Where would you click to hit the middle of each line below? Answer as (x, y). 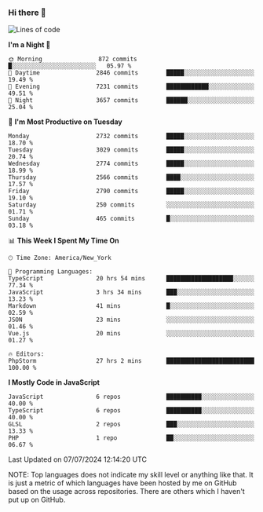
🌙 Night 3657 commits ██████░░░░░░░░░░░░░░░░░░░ (131, 101)
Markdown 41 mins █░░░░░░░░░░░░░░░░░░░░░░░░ (131, 306)
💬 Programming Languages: (50, 272)
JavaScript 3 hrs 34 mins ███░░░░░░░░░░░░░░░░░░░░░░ (131, 293)
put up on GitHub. (37, 500)
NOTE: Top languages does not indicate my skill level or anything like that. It (131, 475)
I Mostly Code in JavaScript (54, 382)
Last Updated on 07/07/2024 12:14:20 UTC (78, 459)
